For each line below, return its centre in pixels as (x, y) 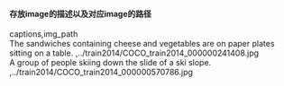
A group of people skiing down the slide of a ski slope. (110, 63)
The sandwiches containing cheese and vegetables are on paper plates (142, 44)
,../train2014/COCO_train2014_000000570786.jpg (101, 73)
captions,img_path (44, 34)
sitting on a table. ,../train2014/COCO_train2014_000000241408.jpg (134, 53)
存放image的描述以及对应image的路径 (80, 13)
